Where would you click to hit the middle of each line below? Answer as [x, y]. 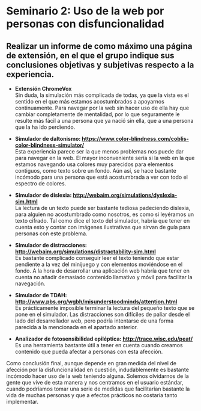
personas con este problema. [51, 233]
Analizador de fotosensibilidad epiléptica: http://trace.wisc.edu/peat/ [104, 339]
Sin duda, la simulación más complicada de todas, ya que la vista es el [102, 95]
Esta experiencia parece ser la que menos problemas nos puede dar [99, 151]
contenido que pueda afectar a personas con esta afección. [89, 351]
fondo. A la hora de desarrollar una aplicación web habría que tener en [102, 271]
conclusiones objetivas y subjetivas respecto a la [100, 65]
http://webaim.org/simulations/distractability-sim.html [85, 252]
